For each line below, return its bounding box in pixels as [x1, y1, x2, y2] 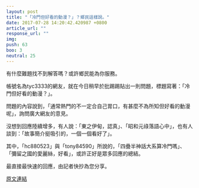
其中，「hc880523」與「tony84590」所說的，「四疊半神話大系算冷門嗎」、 [6, 142, 185, 149]
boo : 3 [6, 47, 23, 53]
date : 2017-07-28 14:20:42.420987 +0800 [6, 20, 108, 26]
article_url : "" [6, 25, 46, 31]
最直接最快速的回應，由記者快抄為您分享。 [6, 162, 110, 170]
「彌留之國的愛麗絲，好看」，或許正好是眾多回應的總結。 [6, 149, 144, 157]
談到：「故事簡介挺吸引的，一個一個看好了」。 [6, 130, 115, 137]
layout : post [6, 8, 38, 15]
